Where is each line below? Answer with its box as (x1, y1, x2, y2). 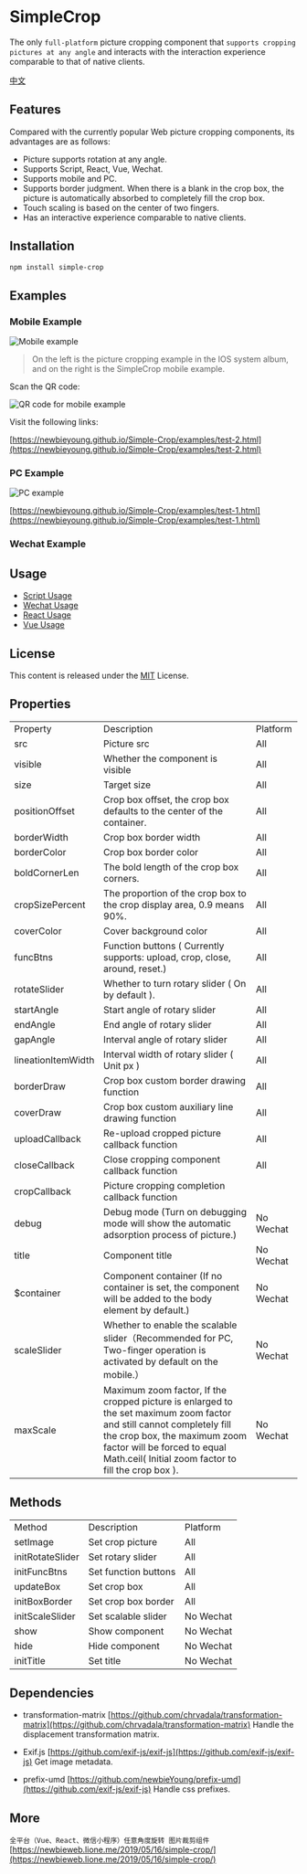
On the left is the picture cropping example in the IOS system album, (31, 354, 290, 365)
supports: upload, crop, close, (103, 950, 231, 963)
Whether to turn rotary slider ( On (103, 977, 247, 990)
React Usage (22, 609, 71, 620)
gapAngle (14, 1032, 56, 1045)
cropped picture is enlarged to (103, 1395, 233, 1408)
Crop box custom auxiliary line (103, 1100, 234, 1113)
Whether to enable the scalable (103, 1318, 238, 1331)
